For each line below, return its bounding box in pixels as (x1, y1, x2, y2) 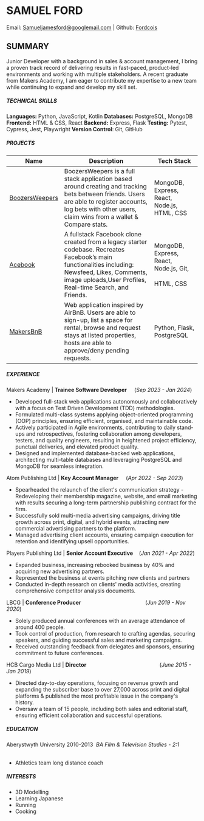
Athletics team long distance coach (15, 759, 104, 766)
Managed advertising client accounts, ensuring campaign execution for (15, 531, 194, 538)
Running (15, 801, 36, 808)
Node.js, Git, (154, 264, 189, 272)
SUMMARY (6, 41, 50, 52)
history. (15, 698, 35, 706)
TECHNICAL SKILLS (6, 97, 58, 105)
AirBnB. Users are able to (64, 308, 136, 317)
